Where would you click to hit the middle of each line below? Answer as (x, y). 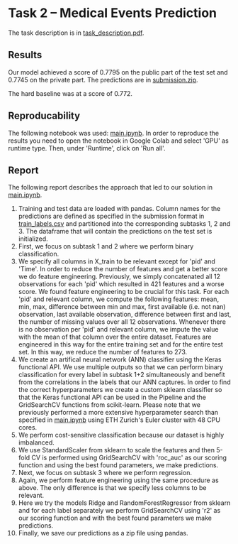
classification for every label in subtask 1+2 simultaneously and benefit (121, 375)
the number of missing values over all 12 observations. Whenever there (122, 322)
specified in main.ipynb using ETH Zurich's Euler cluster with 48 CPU (119, 420)
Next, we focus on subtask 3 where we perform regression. (105, 473)
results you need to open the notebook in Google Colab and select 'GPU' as (118, 141)
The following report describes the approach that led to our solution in (110, 187)
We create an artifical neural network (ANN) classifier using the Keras (120, 359)
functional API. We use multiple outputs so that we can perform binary (121, 367)
